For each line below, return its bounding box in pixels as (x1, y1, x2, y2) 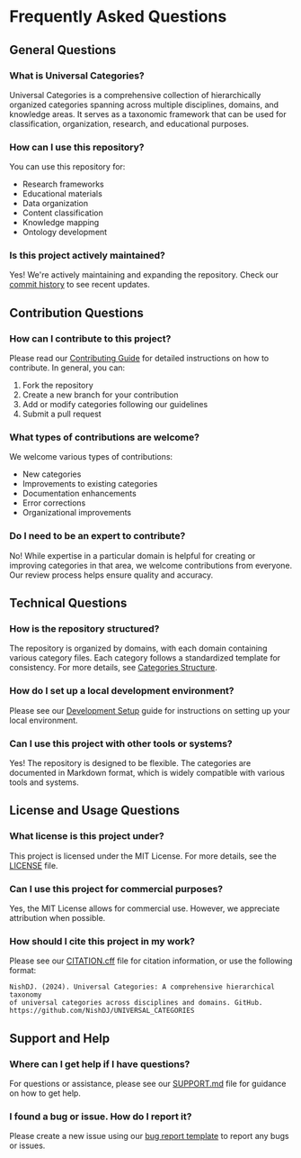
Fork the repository (22, 380, 94, 391)
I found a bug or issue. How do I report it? (9, 1110, 192, 1123)
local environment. (9, 715, 78, 725)
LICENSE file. (9, 860, 58, 871)
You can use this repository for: (9, 161, 126, 172)
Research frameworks (22, 178, 105, 190)
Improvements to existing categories (22, 479, 158, 489)
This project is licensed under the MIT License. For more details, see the (9, 850, 277, 862)
